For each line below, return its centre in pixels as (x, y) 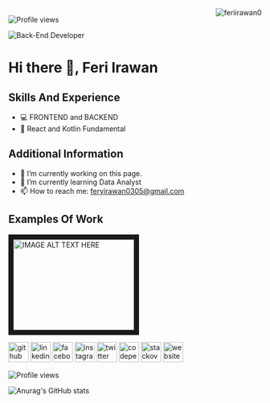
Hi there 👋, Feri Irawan (83, 68)
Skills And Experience (64, 97)
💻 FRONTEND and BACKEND (69, 117)
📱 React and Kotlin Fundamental (73, 129)
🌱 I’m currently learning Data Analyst (81, 182)
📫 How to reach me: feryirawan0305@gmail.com (102, 191)
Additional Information (66, 154)
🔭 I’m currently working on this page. (81, 173)
